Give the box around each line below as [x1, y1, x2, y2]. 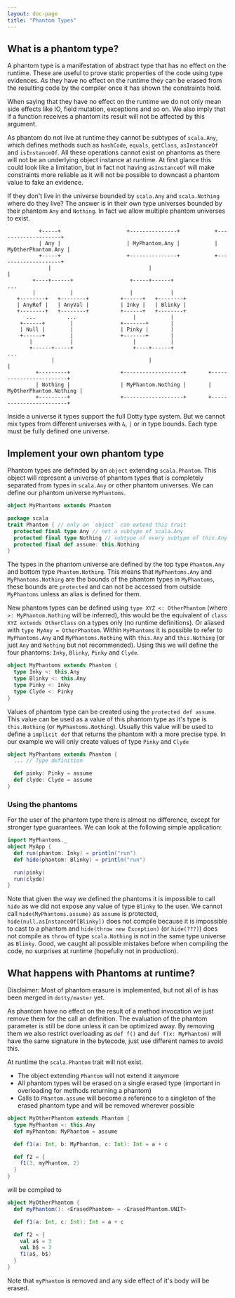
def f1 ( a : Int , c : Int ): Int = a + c [13, 1218, 124, 1226]
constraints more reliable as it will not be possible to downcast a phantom [7, 171, 220, 179]
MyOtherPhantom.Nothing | [7, 388, 83, 395]
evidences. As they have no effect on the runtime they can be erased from [7, 77, 222, 85]
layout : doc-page [7, 10, 58, 18]
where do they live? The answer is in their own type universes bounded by [7, 199, 222, 208]
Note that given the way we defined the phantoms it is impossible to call [7, 895, 215, 903]
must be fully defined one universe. [7, 427, 110, 435]
